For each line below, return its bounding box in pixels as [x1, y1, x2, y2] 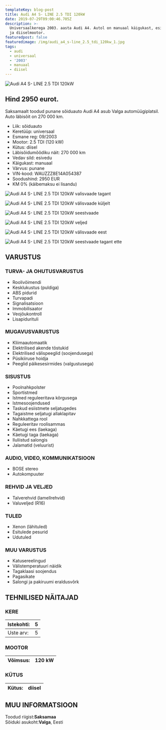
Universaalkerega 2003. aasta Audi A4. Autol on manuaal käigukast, [9, 26, 154, 31]
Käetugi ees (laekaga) [12, 427, 57, 433]
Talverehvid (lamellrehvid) [12, 495, 65, 501]
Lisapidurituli [12, 316, 39, 322]
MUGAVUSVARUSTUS [5, 328, 59, 335]
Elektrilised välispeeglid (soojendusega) [12, 350, 94, 356]
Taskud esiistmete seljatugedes [12, 405, 77, 411]
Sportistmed [12, 390, 38, 395]
